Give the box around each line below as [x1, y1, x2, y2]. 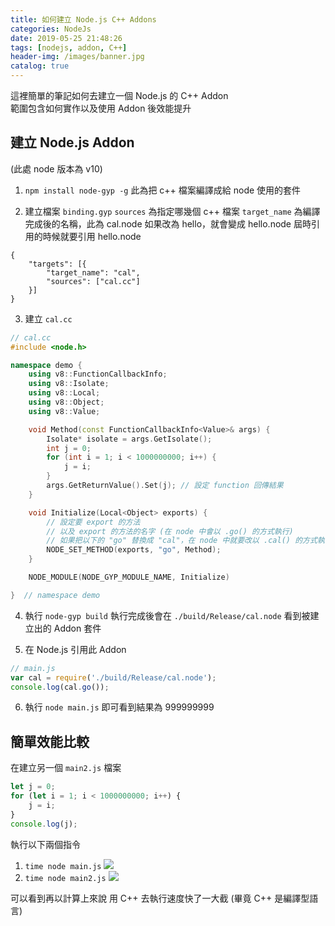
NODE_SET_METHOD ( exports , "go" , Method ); [46, 545, 222, 555]
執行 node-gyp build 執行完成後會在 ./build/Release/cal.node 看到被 [24, 609, 311, 621]
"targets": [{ [28, 259, 87, 269]
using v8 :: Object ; [28, 397, 105, 408]
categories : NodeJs [10, 24, 92, 34]
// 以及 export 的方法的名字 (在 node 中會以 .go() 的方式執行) [46, 526, 294, 536]
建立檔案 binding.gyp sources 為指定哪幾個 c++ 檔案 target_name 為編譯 [24, 205, 321, 217]
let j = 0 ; [10, 782, 56, 792]
